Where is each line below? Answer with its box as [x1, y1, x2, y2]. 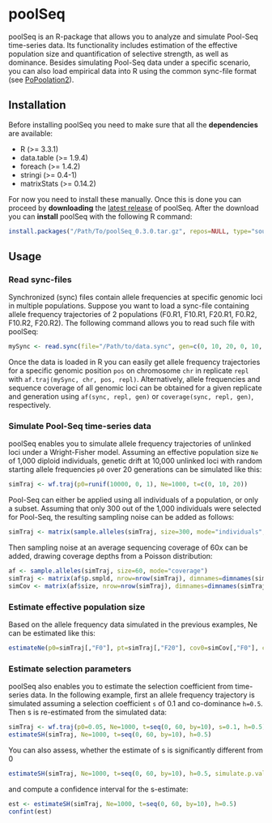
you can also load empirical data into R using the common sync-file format [8, 66, 257, 75]
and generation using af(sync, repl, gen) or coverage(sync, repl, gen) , [8, 392, 253, 401]
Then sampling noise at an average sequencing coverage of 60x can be [8, 542, 249, 552]
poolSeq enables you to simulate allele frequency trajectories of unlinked [8, 439, 252, 448]
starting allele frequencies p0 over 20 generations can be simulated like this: [8, 465, 262, 474]
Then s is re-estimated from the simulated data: [8, 707, 168, 718]
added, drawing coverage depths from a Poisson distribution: [8, 551, 213, 561]
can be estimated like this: [8, 628, 96, 638]
